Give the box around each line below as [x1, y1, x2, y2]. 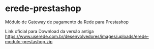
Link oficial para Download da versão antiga [5, 28, 94, 34]
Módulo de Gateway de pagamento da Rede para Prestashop [5, 19, 129, 25]
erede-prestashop [5, 3, 81, 14]
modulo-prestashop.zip [5, 38, 53, 44]
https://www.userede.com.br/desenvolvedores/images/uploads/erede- [5, 33, 149, 39]
